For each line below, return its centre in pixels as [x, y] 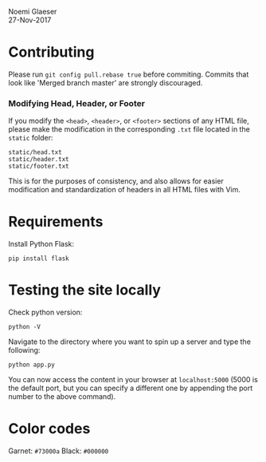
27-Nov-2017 [30, 20]
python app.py [32, 365]
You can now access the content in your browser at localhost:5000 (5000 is [133, 380]
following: [24, 350]
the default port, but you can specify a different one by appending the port [131, 388]
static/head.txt [35, 152]
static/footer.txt [39, 167]
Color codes [49, 429]
